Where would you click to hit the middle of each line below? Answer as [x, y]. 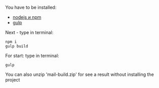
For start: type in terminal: [32, 56]
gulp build [17, 46]
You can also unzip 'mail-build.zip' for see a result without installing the [80, 74]
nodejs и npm [27, 17]
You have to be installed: [31, 7]
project [13, 80]
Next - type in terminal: [29, 32]
